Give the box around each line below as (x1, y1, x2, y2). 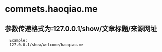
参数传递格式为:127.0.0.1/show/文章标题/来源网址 (5, 24, 157, 33)
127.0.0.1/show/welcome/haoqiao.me (9, 42, 83, 47)
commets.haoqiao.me (5, 3, 98, 15)
